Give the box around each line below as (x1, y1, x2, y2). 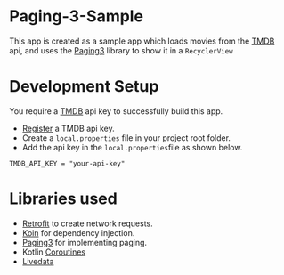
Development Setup (9, 77, 159, 97)
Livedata (21, 255, 54, 266)
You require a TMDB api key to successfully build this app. (9, 105, 223, 117)
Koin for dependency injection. (21, 227, 135, 238)
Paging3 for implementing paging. (21, 237, 148, 247)
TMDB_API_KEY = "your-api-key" (9, 158, 126, 168)
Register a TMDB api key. (21, 123, 115, 133)
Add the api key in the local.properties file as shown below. (21, 142, 243, 152)
